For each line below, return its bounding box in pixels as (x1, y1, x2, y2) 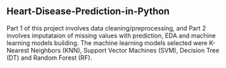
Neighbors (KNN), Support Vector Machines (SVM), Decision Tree (30, 46, 220, 54)
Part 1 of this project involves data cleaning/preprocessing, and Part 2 (6, 24, 207, 32)
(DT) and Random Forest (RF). (6, 53, 92, 62)
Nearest (6, 46, 29, 54)
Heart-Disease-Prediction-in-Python (6, 6, 170, 17)
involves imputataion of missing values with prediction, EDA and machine (6, 31, 216, 40)
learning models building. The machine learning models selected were (6, 38, 208, 47)
